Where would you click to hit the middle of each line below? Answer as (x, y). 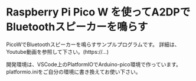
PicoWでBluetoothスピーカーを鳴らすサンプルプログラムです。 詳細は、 (93, 44)
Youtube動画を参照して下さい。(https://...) (58, 51)
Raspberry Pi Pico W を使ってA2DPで (98, 12)
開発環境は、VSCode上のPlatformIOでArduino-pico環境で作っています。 (94, 64)
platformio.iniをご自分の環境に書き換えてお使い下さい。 (73, 72)
